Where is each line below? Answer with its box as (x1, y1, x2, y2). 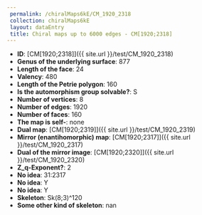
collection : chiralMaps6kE (9, 17, 90, 24)
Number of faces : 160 (16, 110, 83, 119)
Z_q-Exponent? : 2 (16, 163, 72, 172)
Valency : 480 (16, 73, 58, 81)
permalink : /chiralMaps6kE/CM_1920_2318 (9, 10, 132, 18)
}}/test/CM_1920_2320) (16, 156, 85, 164)
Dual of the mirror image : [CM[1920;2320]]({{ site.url (16, 148, 174, 157)
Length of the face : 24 (16, 65, 85, 73)
